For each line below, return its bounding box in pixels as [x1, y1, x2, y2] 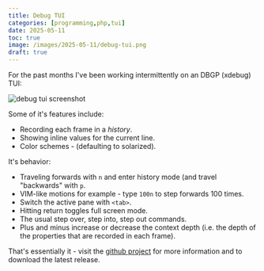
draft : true [8, 48, 47, 56]
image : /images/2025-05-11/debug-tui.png [8, 41, 147, 49]
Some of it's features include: [8, 109, 104, 119]
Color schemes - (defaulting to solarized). [19, 142, 157, 151]
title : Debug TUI [8, 11, 66, 20]
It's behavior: [8, 157, 51, 166]
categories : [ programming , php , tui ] [8, 19, 126, 27]
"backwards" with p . [19, 181, 86, 190]
